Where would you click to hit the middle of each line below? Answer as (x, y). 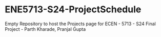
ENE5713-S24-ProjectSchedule (73, 10)
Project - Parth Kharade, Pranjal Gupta (45, 29)
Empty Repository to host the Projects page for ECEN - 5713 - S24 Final (80, 24)
